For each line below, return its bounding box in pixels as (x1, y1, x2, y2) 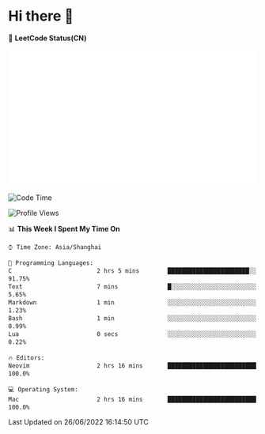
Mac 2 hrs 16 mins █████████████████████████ (8, 395, 257, 403)
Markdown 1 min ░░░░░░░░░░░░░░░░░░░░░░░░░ (8, 298, 257, 307)
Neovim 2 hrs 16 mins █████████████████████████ (8, 361, 257, 370)
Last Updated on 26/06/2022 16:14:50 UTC (8, 417, 149, 426)
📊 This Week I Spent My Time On (8, 224, 120, 233)
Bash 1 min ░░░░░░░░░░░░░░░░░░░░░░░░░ (8, 314, 257, 323)
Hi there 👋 (8, 7, 74, 25)
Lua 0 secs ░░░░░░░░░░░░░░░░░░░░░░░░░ (8, 330, 257, 338)
